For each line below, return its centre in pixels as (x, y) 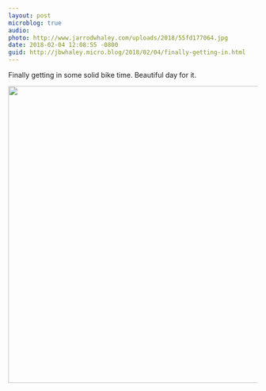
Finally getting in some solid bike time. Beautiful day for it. (102, 75)
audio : (19, 30)
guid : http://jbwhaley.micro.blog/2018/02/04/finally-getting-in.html (127, 52)
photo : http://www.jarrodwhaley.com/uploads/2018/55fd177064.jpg (118, 38)
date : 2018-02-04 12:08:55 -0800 (63, 45)
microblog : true (35, 23)
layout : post (30, 15)
